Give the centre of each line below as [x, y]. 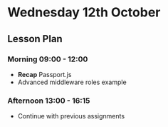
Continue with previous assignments [71, 116]
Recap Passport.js [44, 74]
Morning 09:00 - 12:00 [48, 59]
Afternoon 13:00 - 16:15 [49, 101]
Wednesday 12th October [84, 12]
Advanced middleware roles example [72, 82]
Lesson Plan [35, 39]
